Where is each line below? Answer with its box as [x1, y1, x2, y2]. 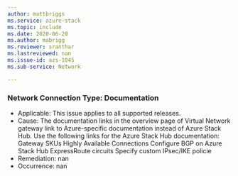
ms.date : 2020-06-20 [7, 30, 69, 38]
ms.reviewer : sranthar [7, 43, 75, 50]
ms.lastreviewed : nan [7, 50, 72, 57]
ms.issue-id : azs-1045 [7, 57, 75, 64]
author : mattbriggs [7, 10, 65, 18]
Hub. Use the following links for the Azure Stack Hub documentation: [17, 131, 220, 140]
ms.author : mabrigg [7, 37, 65, 44]
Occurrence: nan [17, 161, 67, 170]
